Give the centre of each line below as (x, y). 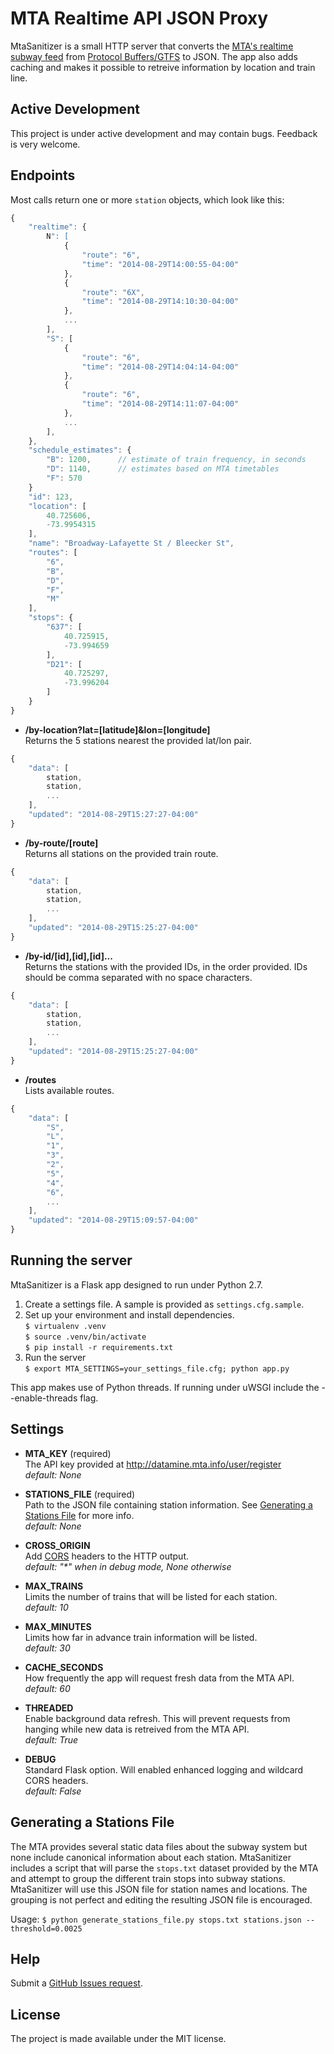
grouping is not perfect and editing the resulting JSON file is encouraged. (161, 1899)
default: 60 (47, 1688)
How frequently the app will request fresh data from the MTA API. (159, 1678)
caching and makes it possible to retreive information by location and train (163, 67)
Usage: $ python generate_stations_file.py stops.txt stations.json (156, 1919)
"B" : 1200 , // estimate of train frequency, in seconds (176, 460)
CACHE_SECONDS (64, 1667)
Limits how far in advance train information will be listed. (141, 1637)
